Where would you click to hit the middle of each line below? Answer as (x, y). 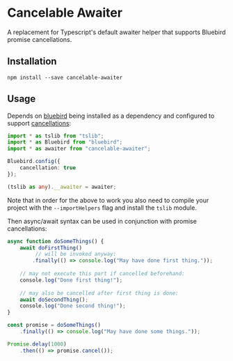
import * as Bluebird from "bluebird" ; (65, 142)
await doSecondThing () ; (54, 300)
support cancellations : (39, 123)
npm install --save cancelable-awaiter (65, 77)
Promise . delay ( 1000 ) (37, 344)
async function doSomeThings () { (56, 241)
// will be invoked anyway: (76, 254)
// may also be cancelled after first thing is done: (99, 293)
